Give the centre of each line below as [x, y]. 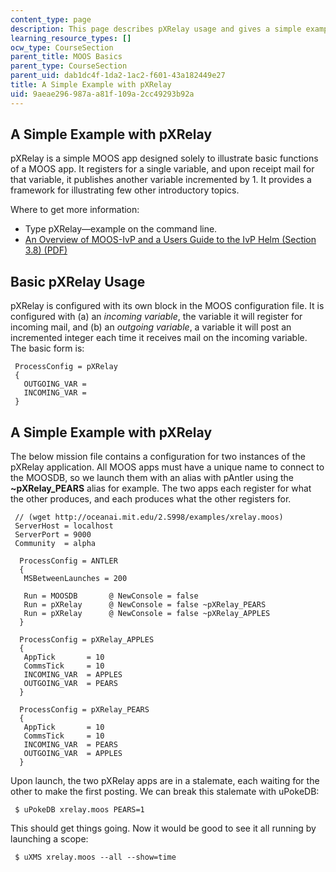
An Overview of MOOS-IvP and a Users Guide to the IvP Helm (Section [170, 240]
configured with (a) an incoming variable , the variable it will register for [156, 317]
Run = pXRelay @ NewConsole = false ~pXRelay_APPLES [147, 614]
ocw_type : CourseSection [62, 47]
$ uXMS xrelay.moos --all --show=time [95, 857]
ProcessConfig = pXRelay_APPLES [87, 640]
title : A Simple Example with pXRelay [91, 85]
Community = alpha [55, 544]
